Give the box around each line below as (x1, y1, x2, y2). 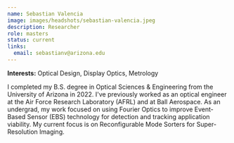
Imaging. (39, 128, 65, 136)
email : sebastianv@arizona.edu (13, 50, 105, 57)
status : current (7, 37, 55, 44)
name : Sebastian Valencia (7, 10, 83, 18)
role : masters (7, 30, 49, 37)
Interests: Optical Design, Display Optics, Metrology (7, 68, 159, 77)
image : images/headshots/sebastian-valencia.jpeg (7, 17, 156, 24)
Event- (194, 105, 214, 113)
